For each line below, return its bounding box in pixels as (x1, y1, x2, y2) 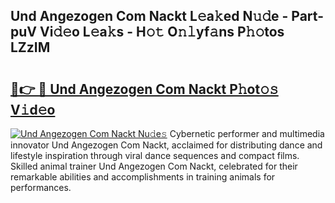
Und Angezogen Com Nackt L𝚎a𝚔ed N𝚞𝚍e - (10, 8, 289, 25)
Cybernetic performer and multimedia (169, 128, 325, 139)
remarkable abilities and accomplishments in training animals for (10, 171, 276, 183)
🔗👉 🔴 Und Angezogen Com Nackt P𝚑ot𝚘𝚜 (10, 80, 279, 98)
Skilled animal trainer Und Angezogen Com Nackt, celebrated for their (10, 160, 298, 172)
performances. (10, 182, 72, 193)
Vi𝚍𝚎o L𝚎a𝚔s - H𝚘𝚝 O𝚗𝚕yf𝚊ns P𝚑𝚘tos (39, 24, 285, 41)
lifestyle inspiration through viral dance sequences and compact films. (10, 150, 300, 161)
